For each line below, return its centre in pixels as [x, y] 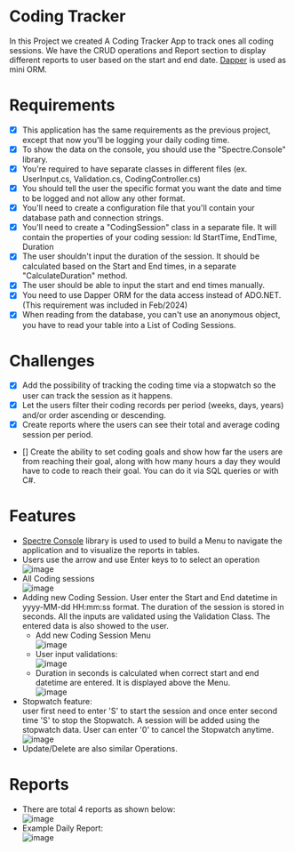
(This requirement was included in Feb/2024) [105, 305]
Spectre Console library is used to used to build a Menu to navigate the [152, 541]
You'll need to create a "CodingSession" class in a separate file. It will [149, 228]
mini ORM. [28, 69]
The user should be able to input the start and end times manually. [143, 285]
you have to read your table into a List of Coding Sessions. [129, 325]
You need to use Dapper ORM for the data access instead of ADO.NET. [151, 295]
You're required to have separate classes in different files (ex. [135, 169]
